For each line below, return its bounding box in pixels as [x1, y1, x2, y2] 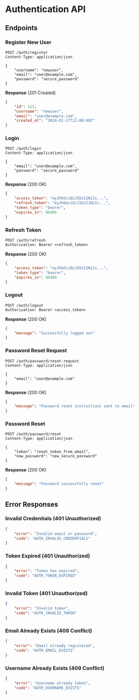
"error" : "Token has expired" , [14, 569, 79, 574]
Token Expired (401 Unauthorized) [5, 553, 90, 560]
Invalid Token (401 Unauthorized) [5, 590, 88, 597]
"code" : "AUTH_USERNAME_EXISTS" [14, 685, 81, 690]
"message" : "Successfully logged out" [14, 331, 95, 336]
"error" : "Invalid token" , [14, 606, 70, 611]
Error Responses [5, 500, 58, 509]
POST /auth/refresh [5, 238, 46, 243]
